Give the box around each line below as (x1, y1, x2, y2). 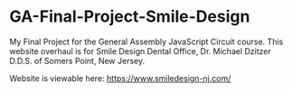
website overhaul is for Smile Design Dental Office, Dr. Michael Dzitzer (9, 45, 271, 56)
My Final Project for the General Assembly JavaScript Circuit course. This (9, 36, 284, 47)
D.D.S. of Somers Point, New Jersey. (9, 55, 146, 66)
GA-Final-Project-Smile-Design (9, 6, 250, 27)
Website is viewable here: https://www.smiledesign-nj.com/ (9, 72, 231, 83)
